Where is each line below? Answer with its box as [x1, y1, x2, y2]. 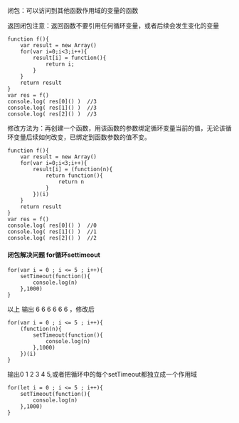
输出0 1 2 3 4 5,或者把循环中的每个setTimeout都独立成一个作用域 [7, 370, 198, 379]
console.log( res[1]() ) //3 [7, 104, 97, 111]
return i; [45, 61, 75, 68]
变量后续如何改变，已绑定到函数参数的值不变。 [13, 133, 151, 141]
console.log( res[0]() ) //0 [7, 222, 97, 229]
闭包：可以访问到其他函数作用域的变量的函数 [7, 6, 139, 14]
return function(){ [45, 172, 103, 179]
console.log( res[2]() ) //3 [7, 111, 97, 118]
